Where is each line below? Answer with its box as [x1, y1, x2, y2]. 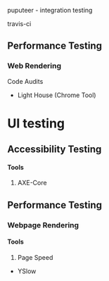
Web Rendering [7, 61, 62, 71]
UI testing [7, 115, 65, 131]
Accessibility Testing [7, 144, 102, 156]
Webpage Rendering [7, 220, 79, 230]
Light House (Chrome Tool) [17, 91, 96, 99]
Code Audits [7, 77, 44, 85]
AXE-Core [17, 179, 47, 187]
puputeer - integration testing [7, 6, 93, 14]
